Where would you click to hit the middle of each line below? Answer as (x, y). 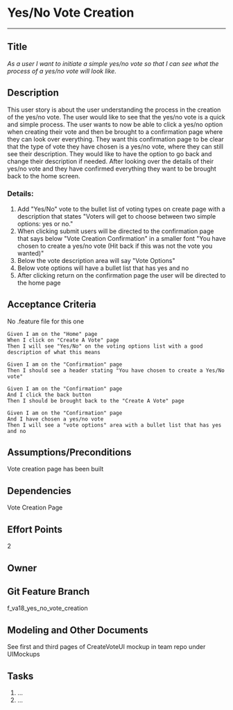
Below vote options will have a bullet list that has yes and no (103, 268)
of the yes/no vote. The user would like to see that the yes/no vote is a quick (116, 117)
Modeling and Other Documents (78, 630)
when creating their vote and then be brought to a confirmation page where (115, 132)
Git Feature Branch (49, 591)
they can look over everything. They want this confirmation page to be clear (115, 139)
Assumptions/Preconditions (69, 453)
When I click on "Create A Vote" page (63, 340)
